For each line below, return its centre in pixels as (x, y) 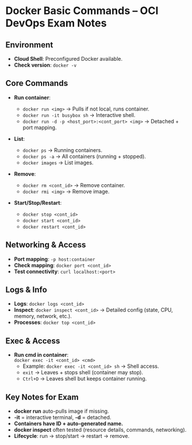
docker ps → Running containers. (62, 150)
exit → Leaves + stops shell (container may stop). (83, 372)
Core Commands (37, 83)
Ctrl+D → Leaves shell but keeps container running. (85, 379)
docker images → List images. (58, 163)
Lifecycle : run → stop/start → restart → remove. (71, 436)
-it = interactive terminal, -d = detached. (62, 418)
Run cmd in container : (41, 355)
